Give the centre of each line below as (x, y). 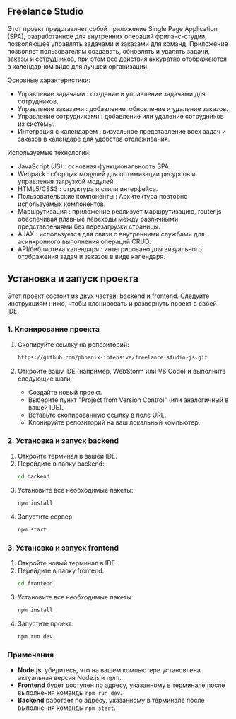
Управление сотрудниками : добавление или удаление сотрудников (120, 116)
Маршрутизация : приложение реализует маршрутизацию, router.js (119, 211)
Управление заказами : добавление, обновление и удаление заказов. (123, 108)
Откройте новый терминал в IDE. (67, 563)
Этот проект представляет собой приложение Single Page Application (112, 28)
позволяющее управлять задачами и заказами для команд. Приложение (118, 44)
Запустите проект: (45, 623)
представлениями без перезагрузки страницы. (89, 226)
